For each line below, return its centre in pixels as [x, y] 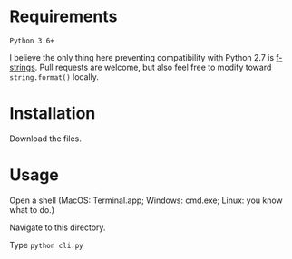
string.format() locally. [54, 77]
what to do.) [32, 209]
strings [23, 67]
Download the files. [45, 139]
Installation [53, 114]
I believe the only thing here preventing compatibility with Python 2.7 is [142, 57]
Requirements [63, 17]
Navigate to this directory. [58, 227]
